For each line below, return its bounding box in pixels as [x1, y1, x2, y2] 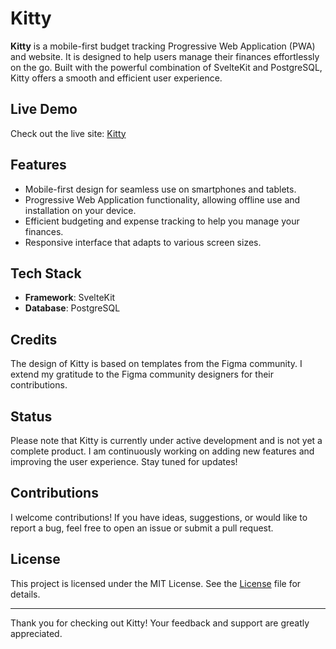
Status [10, 408, 53, 425]
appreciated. [10, 627, 63, 639]
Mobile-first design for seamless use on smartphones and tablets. [24, 183, 297, 195]
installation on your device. [24, 204, 137, 216]
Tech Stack [10, 265, 82, 282]
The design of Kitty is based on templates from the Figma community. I [10, 358, 303, 370]
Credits [10, 331, 58, 348]
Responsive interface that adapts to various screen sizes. [24, 236, 262, 248]
